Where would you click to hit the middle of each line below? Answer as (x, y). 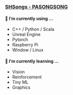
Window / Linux (28, 50)
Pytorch (20, 39)
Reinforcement (27, 77)
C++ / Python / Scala (33, 29)
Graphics (21, 87)
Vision (18, 72)
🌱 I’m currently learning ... (32, 61)
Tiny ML (20, 82)
